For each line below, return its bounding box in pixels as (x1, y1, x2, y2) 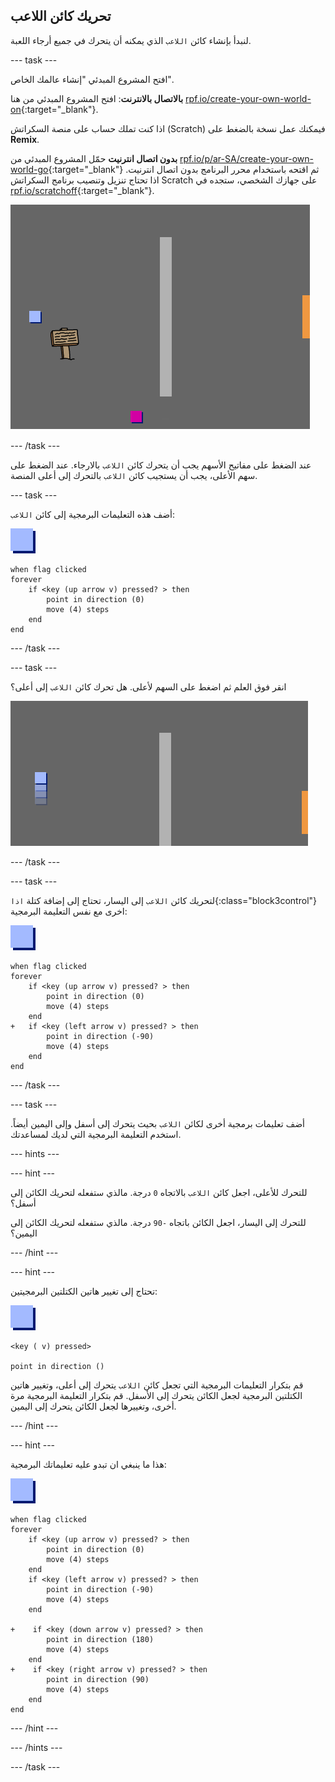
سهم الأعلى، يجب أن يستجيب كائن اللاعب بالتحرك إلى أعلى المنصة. (10, 469, 258, 481)
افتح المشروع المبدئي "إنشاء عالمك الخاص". (10, 73, 174, 85)
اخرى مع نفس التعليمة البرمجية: (10, 905, 128, 917)
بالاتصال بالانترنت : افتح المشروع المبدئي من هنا (10, 92, 184, 104)
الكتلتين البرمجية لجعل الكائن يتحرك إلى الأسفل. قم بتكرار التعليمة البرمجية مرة (10, 1389, 303, 1401)
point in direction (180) (46, 1634, 155, 1644)
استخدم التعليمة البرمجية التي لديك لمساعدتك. (10, 1128, 182, 1140)
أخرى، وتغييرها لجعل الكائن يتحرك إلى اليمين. (10, 1400, 177, 1412)
